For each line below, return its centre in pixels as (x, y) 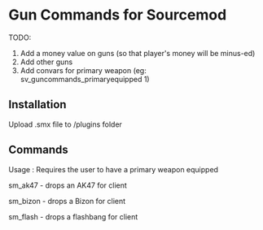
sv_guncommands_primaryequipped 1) (85, 79)
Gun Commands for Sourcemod (118, 15)
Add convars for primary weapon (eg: (83, 70)
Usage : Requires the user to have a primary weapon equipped (113, 169)
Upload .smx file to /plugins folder (65, 124)
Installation (37, 104)
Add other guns (46, 62)
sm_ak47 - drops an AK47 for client (68, 185)
